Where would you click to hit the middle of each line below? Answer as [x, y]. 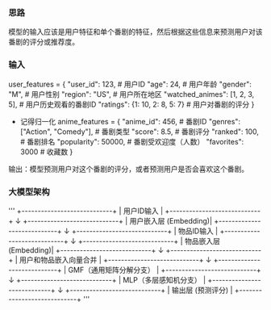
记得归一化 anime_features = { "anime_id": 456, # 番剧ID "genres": [130, 121]
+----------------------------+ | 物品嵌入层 [149, 241]
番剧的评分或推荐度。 [44, 42]
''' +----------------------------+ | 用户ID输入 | [86, 211]
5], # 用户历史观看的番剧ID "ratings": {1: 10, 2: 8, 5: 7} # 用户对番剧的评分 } [131, 104]
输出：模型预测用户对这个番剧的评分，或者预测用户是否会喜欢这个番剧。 [128, 169]
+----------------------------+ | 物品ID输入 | [145, 231]
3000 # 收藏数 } [46, 152]
